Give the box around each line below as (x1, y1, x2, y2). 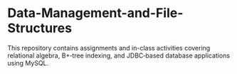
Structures (7, 20, 73, 36)
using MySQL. (7, 58, 49, 67)
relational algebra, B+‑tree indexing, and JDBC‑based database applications (7, 51, 230, 60)
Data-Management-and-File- (7, 5, 184, 21)
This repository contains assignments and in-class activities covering (7, 43, 211, 52)
